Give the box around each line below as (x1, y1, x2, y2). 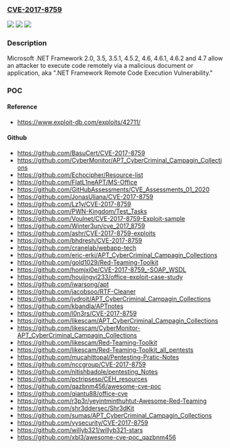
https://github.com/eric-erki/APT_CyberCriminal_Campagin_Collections (16, 250, 218, 259)
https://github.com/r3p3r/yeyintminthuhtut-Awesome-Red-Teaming (16, 397, 207, 405)
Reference (7, 103, 38, 111)
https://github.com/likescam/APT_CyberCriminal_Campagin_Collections (16, 316, 218, 325)
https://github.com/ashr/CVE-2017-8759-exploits (16, 228, 156, 237)
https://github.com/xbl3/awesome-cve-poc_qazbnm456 (16, 433, 177, 441)
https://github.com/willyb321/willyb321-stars (16, 425, 143, 434)
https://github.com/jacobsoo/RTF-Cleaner (16, 287, 136, 296)
